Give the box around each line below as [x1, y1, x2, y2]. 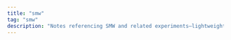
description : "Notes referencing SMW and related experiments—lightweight [7, 22, 226, 29]
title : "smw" [7, 9, 45, 17]
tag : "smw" [7, 16, 38, 23]
